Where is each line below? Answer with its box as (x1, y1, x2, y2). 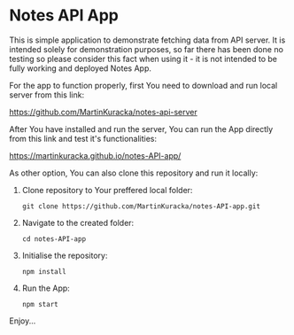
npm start (21, 300, 59, 308)
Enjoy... (9, 316, 36, 326)
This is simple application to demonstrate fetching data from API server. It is (9, 35, 286, 45)
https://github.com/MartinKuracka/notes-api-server (9, 106, 197, 117)
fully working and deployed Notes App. (9, 63, 152, 74)
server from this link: (9, 90, 85, 100)
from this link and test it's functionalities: (9, 133, 158, 144)
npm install (21, 267, 66, 276)
